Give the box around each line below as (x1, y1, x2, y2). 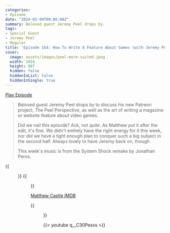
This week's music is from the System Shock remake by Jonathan (17, 148, 155, 154)
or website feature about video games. (17, 112, 99, 118)
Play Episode (5, 91, 32, 98)
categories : (5, 7, 30, 13)
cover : (5, 50, 19, 55)
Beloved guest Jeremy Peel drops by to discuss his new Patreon (17, 102, 152, 108)
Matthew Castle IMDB (30, 193, 76, 199)
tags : (5, 26, 17, 31)
